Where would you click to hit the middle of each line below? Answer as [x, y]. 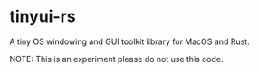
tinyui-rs [43, 17]
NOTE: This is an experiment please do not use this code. [116, 59]
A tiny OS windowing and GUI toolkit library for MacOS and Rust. [130, 41]
